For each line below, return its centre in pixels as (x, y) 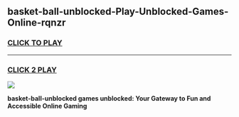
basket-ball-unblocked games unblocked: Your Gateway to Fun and (109, 98)
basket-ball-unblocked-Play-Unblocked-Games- (118, 12)
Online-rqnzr (37, 23)
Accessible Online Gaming (47, 106)
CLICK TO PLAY (35, 43)
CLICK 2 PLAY (32, 69)
